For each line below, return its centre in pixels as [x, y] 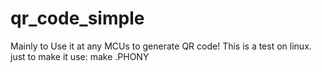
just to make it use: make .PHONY [80, 56]
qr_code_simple [77, 18]
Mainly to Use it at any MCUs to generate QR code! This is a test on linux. [161, 46]
